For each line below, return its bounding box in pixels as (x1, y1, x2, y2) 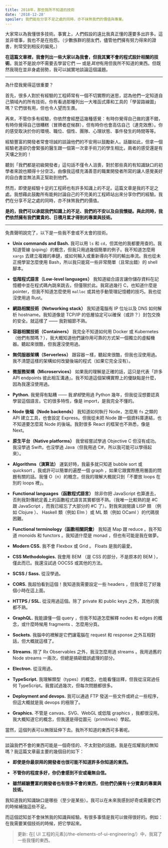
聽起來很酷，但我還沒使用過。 (21, 341, 83, 347)
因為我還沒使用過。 (12, 381, 52, 387)
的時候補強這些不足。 (5, 803, 49, 809)
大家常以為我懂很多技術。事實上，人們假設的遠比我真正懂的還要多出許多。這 (5, 31, 163, 37)
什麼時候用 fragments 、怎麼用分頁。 (25, 621, 102, 627)
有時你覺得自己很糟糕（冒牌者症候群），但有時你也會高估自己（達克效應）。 (5, 122, 158, 128)
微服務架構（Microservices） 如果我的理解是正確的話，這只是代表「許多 (12, 369, 163, 375)
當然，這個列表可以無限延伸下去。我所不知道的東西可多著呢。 (5, 727, 132, 733)
